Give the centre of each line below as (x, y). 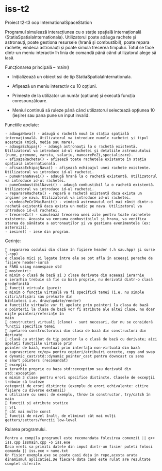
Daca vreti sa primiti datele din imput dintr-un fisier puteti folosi (79, 447)
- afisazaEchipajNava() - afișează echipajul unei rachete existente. (78, 168)
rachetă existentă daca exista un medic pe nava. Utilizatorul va (73, 206)
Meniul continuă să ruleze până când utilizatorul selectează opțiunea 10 (83, 110)
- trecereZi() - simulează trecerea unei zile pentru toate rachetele (78, 215)
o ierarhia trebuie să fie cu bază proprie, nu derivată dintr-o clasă (79, 279)
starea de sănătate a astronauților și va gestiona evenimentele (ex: (78, 223)
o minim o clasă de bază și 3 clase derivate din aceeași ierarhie (75, 275)
